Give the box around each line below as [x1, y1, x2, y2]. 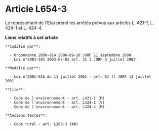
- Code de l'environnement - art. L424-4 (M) [9, 104, 105, 109]
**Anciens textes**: [5, 113, 48, 118]
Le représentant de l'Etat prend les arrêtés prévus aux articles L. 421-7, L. [5, 20, 155, 26]
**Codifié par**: [5, 44, 41, 49]
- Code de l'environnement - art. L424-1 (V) [9, 100, 105, 105]
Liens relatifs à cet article [5, 34, 58, 40]
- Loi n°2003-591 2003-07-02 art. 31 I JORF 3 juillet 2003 [9, 57, 136, 62]
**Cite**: [5, 87, 26, 92]
